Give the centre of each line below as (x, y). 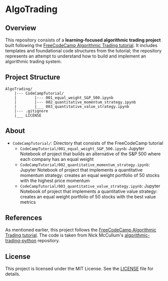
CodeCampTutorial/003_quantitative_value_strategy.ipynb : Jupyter (90, 186)
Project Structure (33, 77)
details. (13, 274)
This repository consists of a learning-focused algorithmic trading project (83, 40)
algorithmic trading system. (33, 61)
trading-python (21, 241)
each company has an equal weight (57, 159)
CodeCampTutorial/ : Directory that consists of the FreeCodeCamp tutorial (88, 143)
